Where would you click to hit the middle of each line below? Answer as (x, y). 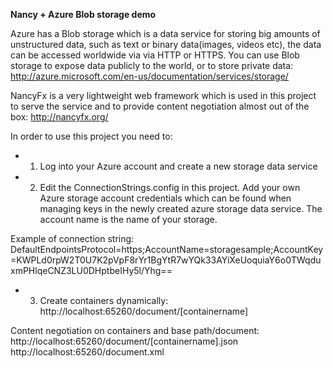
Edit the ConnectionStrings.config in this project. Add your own (170, 187)
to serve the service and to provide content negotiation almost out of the (160, 106)
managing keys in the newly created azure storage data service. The (181, 208)
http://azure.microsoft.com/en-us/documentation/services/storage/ (149, 76)
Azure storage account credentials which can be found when (165, 198)
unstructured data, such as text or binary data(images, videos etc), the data (166, 44)
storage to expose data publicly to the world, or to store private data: (152, 65)
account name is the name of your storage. (128, 219)
